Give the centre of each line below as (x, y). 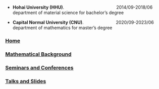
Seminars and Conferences (40, 67)
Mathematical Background (38, 54)
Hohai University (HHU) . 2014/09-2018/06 (83, 7)
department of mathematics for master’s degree (62, 28)
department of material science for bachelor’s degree (68, 13)
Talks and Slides (26, 81)
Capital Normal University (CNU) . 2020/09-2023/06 (83, 22)
